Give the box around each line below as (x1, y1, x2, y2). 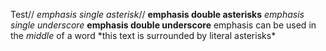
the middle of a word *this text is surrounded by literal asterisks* (10, 30, 277, 41)
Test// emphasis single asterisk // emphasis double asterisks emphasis (10, 9, 305, 20)
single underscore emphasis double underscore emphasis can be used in (10, 19, 317, 31)
